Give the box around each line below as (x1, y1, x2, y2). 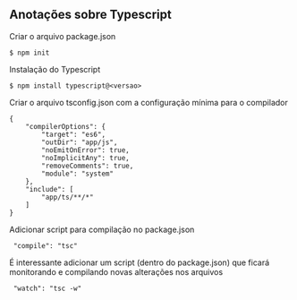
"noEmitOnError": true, (41, 145, 130, 155)
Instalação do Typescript (9, 64, 101, 74)
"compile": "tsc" (13, 241, 78, 250)
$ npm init (9, 48, 50, 57)
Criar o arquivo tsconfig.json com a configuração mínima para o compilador (9, 97, 288, 107)
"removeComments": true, (41, 161, 134, 170)
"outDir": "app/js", (41, 138, 118, 147)
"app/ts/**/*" (41, 193, 94, 201)
